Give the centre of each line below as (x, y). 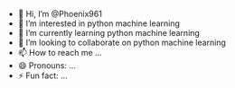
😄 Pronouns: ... (47, 66)
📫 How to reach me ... (60, 53)
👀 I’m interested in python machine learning (99, 23)
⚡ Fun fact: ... (42, 75)
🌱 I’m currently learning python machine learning (109, 33)
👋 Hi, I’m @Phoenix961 (60, 14)
